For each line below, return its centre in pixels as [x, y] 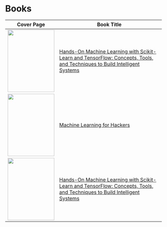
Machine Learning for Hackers [95, 125]
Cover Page [31, 24]
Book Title [109, 24]
